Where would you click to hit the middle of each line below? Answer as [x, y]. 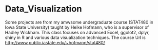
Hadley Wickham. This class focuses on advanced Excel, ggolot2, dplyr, [77, 32]
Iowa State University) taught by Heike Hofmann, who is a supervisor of [77, 27]
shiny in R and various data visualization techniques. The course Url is [75, 37]
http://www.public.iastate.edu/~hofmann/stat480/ [55, 42]
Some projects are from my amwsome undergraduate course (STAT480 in [79, 22]
